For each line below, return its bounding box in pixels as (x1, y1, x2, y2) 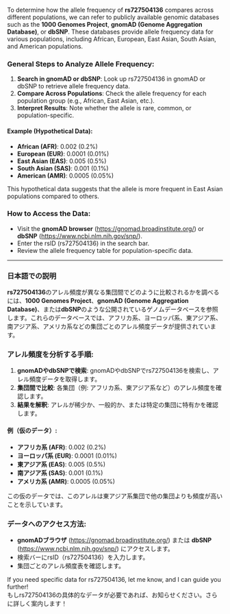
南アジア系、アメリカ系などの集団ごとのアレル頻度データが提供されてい (7, 322, 211, 331)
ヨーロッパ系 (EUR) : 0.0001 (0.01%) (16, 452, 118, 460)
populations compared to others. (7, 192, 99, 200)
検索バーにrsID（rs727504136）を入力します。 (16, 553, 149, 561)
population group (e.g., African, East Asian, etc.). (16, 97, 155, 105)
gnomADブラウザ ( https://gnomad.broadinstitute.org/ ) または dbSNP (16, 536, 212, 544)
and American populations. (7, 42, 84, 50)
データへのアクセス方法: (7, 519, 87, 528)
